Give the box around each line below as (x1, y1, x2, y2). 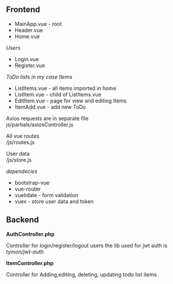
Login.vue (14, 55, 39, 62)
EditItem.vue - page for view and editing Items (14, 97, 127, 104)
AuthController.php (6, 230, 55, 238)
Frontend (6, 5, 40, 15)
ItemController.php (6, 259, 54, 266)
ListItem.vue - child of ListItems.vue (14, 91, 101, 98)
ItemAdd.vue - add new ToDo (14, 103, 86, 111)
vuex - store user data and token (14, 198, 94, 205)
